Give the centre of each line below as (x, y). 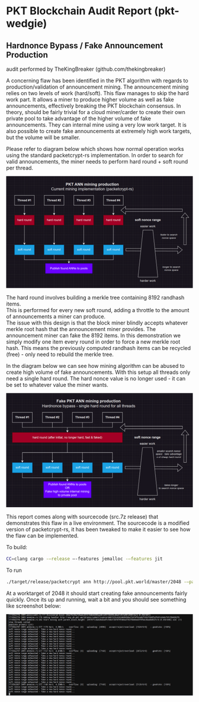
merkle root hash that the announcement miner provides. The (81, 329)
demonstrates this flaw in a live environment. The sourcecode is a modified (98, 523)
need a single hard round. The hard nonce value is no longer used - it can (96, 379)
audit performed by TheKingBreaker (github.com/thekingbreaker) (86, 69)
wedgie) (27, 23)
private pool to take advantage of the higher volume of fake (78, 118)
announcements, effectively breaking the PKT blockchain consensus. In (94, 106)
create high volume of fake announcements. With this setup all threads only (98, 372)
